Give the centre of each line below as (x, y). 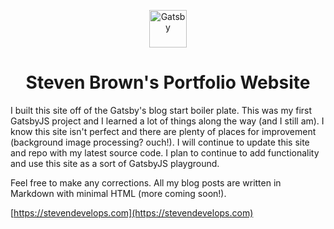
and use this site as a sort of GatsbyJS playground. (115, 163)
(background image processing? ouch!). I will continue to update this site (160, 142)
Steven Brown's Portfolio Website (168, 82)
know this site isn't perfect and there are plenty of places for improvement (163, 131)
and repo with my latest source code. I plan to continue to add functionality (165, 152)
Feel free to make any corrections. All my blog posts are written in (146, 182)
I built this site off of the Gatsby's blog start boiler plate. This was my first (161, 110)
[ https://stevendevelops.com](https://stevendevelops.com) (132, 212)
